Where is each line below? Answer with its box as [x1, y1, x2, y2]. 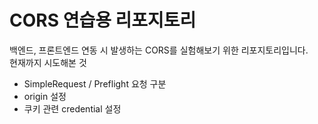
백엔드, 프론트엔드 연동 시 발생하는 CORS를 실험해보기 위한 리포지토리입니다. [9, 44, 309, 56]
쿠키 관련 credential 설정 [23, 102, 122, 115]
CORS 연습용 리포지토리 [9, 9, 197, 32]
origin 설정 [23, 90, 67, 102]
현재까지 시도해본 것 [9, 56, 87, 68]
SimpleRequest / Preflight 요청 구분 [23, 77, 167, 90]
